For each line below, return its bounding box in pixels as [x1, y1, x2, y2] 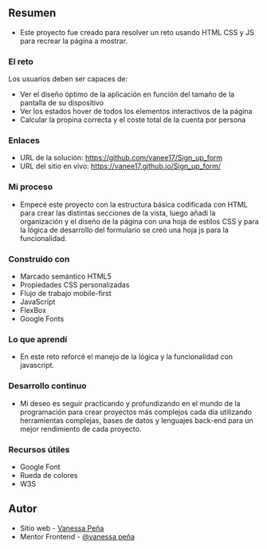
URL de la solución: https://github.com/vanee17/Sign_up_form [19, 153, 223, 163]
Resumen [8, 6, 57, 20]
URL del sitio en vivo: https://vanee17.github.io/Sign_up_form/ [19, 161, 222, 171]
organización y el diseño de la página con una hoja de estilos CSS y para [19, 216, 259, 226]
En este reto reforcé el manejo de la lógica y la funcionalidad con [19, 352, 234, 361]
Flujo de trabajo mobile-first [19, 289, 112, 298]
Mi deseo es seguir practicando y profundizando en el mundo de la [19, 398, 241, 408]
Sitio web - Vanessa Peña [19, 523, 104, 533]
